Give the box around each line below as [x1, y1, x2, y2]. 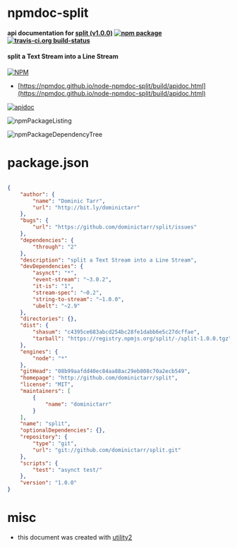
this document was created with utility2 [17, 532, 133, 541]
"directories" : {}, [20, 315, 78, 322]
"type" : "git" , [32, 440, 78, 447]
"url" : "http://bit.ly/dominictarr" [32, 204, 140, 211]
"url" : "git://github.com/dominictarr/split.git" [32, 446, 181, 453]
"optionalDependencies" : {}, [20, 427, 106, 434]
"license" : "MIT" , [20, 381, 74, 389]
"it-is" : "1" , [32, 283, 74, 290]
